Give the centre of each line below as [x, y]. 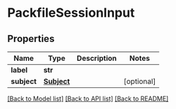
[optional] [140, 81]
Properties [31, 39]
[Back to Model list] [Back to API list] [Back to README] [88, 99]
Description [97, 58]
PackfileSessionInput [71, 13]
